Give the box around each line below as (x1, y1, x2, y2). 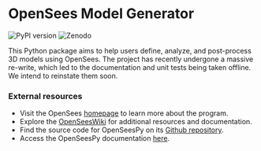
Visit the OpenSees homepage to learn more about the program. (19, 109, 229, 118)
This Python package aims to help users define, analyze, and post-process (8, 46, 252, 55)
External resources (8, 90, 83, 101)
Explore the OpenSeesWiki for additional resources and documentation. (19, 117, 252, 127)
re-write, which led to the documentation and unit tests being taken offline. (8, 62, 252, 72)
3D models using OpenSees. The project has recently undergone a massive (8, 54, 254, 64)
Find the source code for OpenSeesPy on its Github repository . (19, 125, 224, 134)
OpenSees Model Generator (8, 5, 195, 23)
